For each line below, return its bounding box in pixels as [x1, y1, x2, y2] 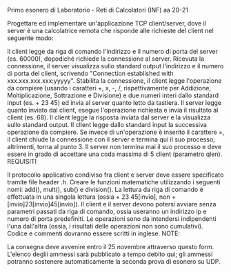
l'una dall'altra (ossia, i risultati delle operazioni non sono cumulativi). [7, 222, 203, 230]
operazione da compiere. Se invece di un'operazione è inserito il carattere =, [7, 128, 225, 136]
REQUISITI [7, 157, 37, 165]
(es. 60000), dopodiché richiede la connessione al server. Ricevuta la [7, 55, 205, 63]
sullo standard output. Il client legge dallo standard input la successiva [7, 121, 207, 128]
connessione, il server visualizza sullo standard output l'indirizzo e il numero [7, 62, 224, 70]
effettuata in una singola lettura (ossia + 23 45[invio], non [7, 193, 170, 201]
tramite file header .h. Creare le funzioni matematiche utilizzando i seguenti [7, 178, 221, 186]
